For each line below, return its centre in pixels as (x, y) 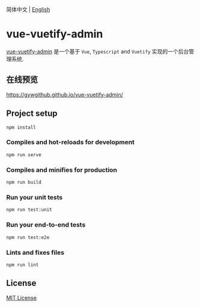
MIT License (22, 297)
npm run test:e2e (28, 237)
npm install (21, 127)
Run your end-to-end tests (46, 225)
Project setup (32, 114)
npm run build (24, 183)
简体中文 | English (28, 9)
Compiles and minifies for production (62, 169)
